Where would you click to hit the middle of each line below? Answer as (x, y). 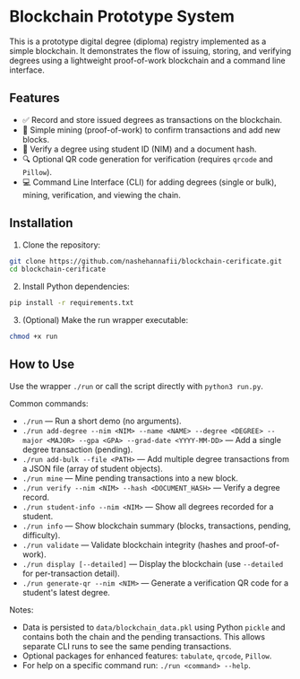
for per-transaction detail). (71, 573)
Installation (41, 223)
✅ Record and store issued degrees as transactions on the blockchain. (152, 119)
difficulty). (41, 535)
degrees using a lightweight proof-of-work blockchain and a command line (147, 60)
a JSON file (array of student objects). (92, 468)
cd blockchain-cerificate (57, 270)
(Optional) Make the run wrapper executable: (105, 320)
